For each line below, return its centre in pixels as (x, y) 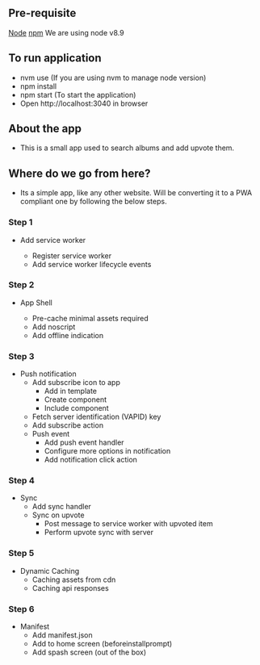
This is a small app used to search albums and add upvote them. (127, 148)
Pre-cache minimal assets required (90, 318)
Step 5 (21, 554)
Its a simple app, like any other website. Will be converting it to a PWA (136, 193)
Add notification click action (90, 460)
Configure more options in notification (107, 451)
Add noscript (54, 327)
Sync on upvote (58, 515)
